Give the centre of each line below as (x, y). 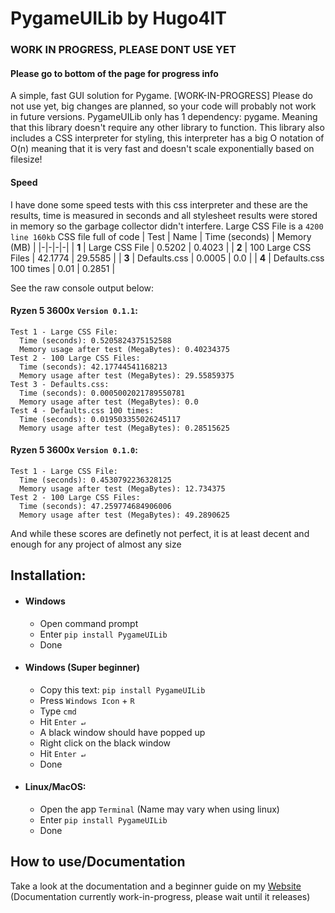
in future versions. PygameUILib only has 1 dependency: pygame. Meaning (164, 117)
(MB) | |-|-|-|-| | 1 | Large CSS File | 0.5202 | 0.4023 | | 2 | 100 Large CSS (161, 247)
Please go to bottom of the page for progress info (114, 73)
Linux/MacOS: (55, 787)
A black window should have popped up (122, 732)
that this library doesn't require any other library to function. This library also (167, 128)
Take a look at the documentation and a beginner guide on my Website (156, 886)
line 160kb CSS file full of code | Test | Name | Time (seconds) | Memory (161, 236)
